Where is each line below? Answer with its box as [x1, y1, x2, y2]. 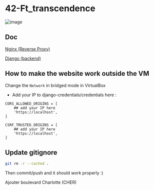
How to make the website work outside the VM [5, 69, 150, 78]
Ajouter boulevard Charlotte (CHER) [5, 179, 77, 185]
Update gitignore [5, 148, 58, 156]
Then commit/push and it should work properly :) [5, 170, 104, 176]
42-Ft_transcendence [5, 3, 96, 14]
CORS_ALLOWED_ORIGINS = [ [5, 101, 58, 106]
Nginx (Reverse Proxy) [5, 46, 50, 52]
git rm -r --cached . [5, 161, 49, 166]
